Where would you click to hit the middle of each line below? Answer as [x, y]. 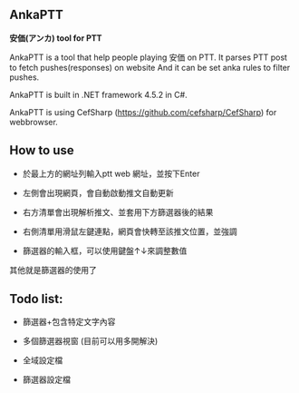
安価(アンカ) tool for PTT [56, 38]
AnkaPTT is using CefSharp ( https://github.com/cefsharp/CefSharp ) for [143, 112]
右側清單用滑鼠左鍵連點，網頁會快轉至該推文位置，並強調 [130, 231]
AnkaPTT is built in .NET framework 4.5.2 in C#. [98, 94]
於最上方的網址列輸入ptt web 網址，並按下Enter [111, 173]
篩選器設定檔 [46, 379]
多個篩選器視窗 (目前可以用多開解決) [90, 341]
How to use [42, 150]
